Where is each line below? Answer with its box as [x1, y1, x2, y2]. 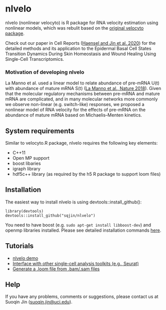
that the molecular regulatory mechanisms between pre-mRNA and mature [5, 91, 160, 97]
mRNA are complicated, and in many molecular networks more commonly [5, 96, 158, 102]
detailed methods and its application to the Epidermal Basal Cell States [5, 45, 152, 51]
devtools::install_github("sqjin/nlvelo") [5, 213, 96, 218]
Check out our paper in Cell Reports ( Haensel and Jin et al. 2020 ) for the [5, 40, 156, 46]
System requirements [5, 127, 74, 135]
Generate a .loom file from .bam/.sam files [12, 266, 100, 272]
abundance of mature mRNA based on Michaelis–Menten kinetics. [5, 112, 142, 118]
